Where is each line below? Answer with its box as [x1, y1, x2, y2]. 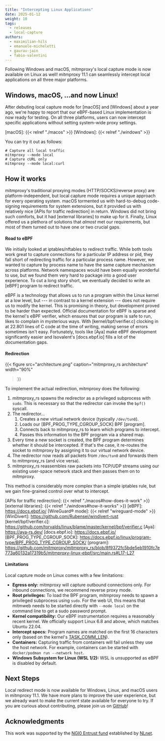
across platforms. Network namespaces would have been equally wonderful [5, 267, 160, 273]
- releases [9, 26, 32, 30]
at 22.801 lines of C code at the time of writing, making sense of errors [5, 324, 148, 330]
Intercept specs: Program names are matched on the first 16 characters [12, 628, 158, 634]
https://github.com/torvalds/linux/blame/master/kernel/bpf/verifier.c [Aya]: [5, 524, 156, 530]
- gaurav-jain [9, 48, 38, 53]
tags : [5, 21, 16, 26]
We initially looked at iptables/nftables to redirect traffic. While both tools [5, 246, 152, 252]
